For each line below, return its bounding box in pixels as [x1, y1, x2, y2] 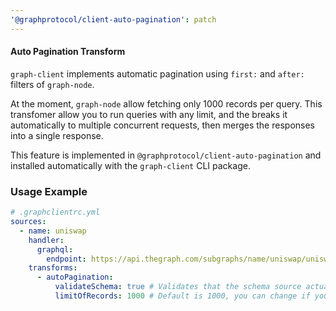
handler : [28, 235, 65, 245]
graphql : [36, 244, 74, 255]
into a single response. [10, 129, 104, 141]
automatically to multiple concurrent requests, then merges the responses [10, 119, 315, 131]
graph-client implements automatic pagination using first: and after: [10, 67, 305, 80]
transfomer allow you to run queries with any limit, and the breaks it [10, 108, 288, 120]
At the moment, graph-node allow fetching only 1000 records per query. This [10, 97, 323, 110]
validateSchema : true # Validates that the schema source [54, 282, 302, 292]
